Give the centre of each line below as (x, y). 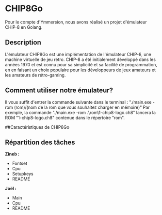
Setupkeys (23, 174)
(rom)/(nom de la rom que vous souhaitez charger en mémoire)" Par (82, 107)
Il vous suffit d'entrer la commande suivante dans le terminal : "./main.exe (78, 102)
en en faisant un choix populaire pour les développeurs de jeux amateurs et (81, 70)
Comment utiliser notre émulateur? (59, 90)
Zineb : (12, 154)
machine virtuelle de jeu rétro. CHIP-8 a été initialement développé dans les (81, 59)
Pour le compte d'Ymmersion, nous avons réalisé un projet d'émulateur (76, 22)
